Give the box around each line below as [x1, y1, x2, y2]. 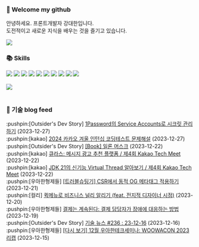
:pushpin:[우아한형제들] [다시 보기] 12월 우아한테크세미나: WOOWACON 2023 [6, 227, 189, 234]
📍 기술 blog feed [6, 105, 52, 114]
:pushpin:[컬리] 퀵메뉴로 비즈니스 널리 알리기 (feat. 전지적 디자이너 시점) [6, 191, 175, 199]
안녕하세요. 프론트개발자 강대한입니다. [6, 20, 94, 27]
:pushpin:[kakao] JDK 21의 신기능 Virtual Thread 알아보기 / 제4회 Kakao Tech [6, 164, 192, 171]
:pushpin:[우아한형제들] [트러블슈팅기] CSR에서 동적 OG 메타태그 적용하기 [6, 178, 179, 185]
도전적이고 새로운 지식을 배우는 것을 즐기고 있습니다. [6, 27, 127, 35]
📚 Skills [6, 54, 30, 62]
